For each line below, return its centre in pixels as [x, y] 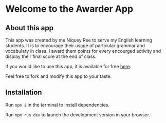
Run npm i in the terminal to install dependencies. [57, 105]
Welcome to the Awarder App [69, 9]
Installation [24, 93]
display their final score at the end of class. [51, 56]
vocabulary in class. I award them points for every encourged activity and [83, 51]
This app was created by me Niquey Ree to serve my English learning [79, 40]
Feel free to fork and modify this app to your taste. [59, 76]
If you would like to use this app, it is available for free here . [68, 66]
